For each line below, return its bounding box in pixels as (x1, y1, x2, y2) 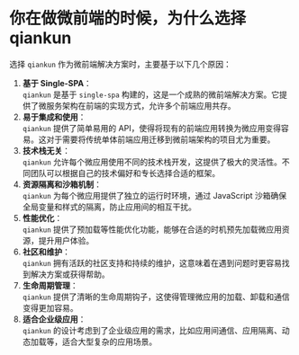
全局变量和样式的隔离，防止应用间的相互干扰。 (22, 201, 196, 212)
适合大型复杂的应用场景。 (61, 336, 158, 347)
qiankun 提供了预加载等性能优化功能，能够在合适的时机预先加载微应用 (22, 224, 282, 235)
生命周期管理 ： (22, 280, 78, 290)
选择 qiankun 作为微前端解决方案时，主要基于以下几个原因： (9, 58, 231, 69)
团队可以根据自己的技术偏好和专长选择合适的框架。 (30, 167, 221, 178)
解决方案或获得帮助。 (30, 269, 110, 280)
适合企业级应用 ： (22, 314, 86, 324)
